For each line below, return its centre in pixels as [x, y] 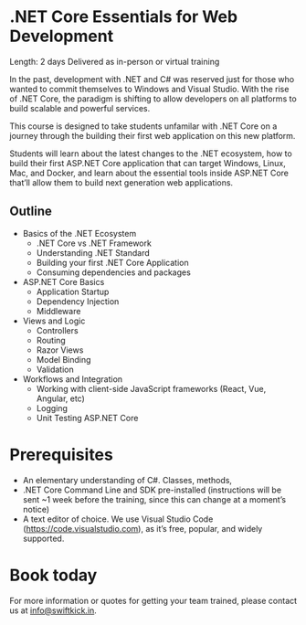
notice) [36, 509]
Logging [52, 408]
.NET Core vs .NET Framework [94, 243]
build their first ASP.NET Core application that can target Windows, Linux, [148, 163]
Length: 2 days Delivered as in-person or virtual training [115, 61]
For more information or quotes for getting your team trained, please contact [153, 600]
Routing [51, 340]
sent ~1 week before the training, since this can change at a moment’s [154, 499]
